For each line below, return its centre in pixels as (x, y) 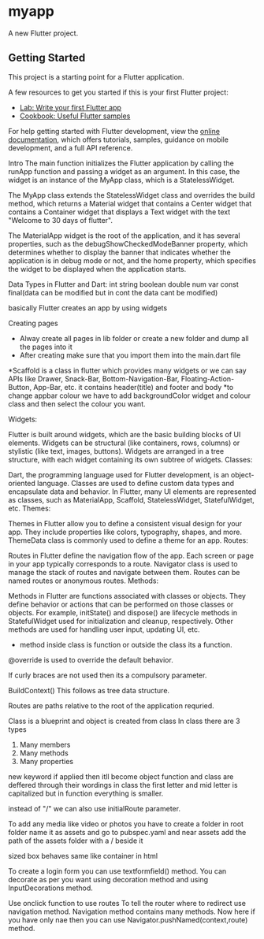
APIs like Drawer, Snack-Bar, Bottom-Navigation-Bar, (94, 379)
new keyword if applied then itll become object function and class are (121, 776)
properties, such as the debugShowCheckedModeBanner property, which (128, 243)
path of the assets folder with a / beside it (76, 841)
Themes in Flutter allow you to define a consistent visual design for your (125, 523)
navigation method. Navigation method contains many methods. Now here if (132, 911)
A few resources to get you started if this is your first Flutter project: (118, 92)
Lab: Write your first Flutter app (71, 107)
